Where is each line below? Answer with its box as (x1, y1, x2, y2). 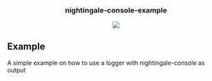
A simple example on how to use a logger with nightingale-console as (7, 59, 205, 67)
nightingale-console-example (64, 5, 168, 15)
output (7, 66, 26, 74)
